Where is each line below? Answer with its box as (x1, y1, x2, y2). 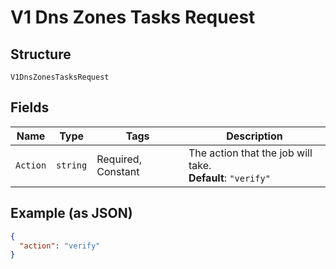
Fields (10, 99, 50, 116)
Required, (96, 152, 142, 166)
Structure (10, 46, 72, 63)
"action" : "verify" (19, 241, 101, 251)
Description (226, 129, 283, 143)
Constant (96, 164, 140, 178)
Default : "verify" (188, 171, 271, 185)
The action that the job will (188, 146, 313, 160)
